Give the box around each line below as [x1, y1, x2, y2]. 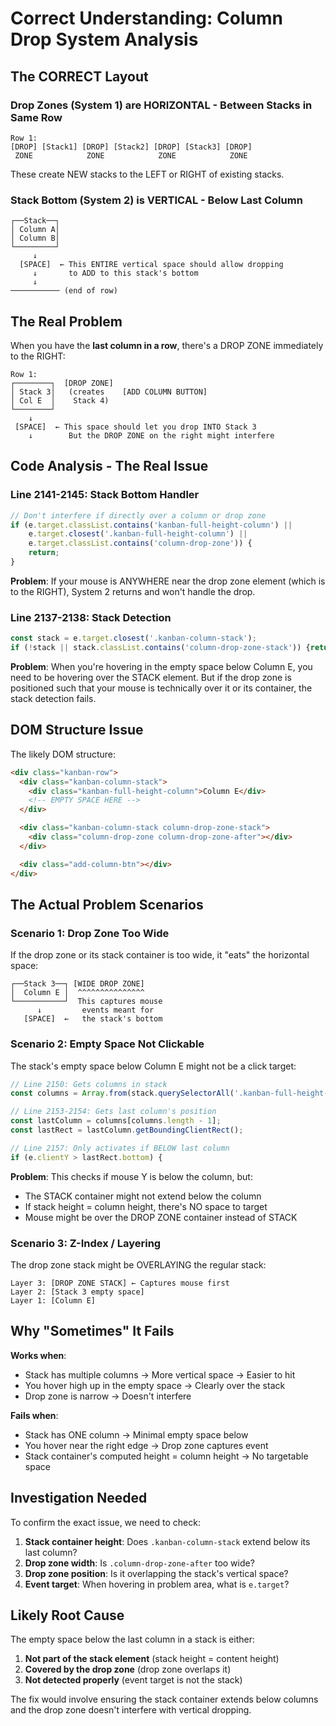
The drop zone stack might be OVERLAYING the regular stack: [10, 1258, 267, 1271]
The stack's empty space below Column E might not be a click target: [10, 1060, 297, 1072]
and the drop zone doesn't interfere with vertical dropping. [10, 1704, 252, 1716]
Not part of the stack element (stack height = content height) [24, 1653, 280, 1665]
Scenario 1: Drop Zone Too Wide [10, 926, 170, 940]
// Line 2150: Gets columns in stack [10, 1079, 168, 1089]
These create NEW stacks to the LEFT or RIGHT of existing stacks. [10, 168, 285, 180]
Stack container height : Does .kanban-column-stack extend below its [24, 1535, 311, 1547]
